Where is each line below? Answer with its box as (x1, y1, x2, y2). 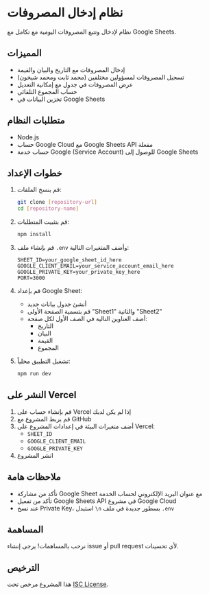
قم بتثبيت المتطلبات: (16, 218, 70, 226)
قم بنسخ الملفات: (16, 185, 62, 194)
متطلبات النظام (7, 115, 65, 126)
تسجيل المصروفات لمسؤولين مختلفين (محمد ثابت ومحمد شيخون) (16, 73, 185, 81)
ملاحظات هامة (7, 471, 62, 483)
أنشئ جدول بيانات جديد (27, 300, 87, 308)
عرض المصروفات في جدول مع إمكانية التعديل (16, 80, 134, 89)
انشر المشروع (16, 451, 53, 459)
